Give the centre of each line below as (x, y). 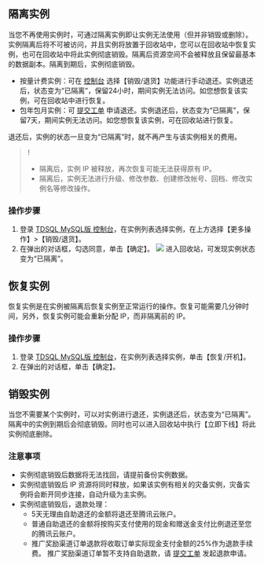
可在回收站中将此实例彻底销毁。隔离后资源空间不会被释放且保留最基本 (142, 54)
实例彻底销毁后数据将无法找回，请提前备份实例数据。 (106, 475)
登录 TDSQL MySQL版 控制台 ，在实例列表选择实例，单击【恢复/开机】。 (135, 357)
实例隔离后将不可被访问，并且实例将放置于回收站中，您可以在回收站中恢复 (128, 44)
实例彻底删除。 (32, 434)
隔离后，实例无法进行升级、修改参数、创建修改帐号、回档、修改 (142, 178)
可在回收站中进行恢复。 (71, 100)
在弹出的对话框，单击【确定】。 (70, 367)
